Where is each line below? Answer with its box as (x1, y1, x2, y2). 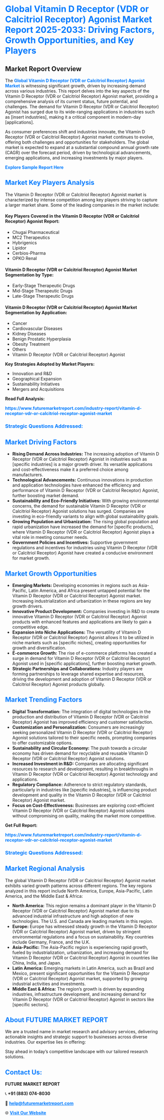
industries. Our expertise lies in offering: (5, 1039, 86, 1045)
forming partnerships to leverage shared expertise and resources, (12, 671, 145, 677)
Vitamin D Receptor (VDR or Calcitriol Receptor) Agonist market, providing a (5, 93, 158, 99)
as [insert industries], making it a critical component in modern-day (5, 114, 141, 120)
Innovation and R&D (12, 371, 52, 377)
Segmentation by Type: (5, 272, 54, 278)
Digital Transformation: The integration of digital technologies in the (12, 709, 151, 714)
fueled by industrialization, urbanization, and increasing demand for (12, 949, 149, 955)
